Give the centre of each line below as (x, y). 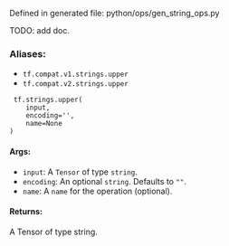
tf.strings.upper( (48, 100)
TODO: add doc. (40, 30)
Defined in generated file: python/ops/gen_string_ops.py (114, 13)
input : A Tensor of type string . (80, 172)
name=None (44, 124)
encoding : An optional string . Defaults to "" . (105, 181)
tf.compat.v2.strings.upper (75, 84)
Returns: (26, 212)
